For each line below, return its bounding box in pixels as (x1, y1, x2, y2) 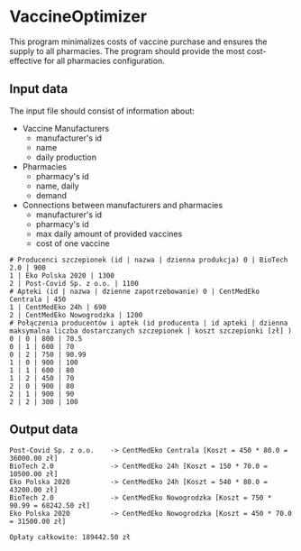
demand (35, 189, 68, 200)
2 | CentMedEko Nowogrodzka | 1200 (9, 310, 143, 319)
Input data (9, 81, 68, 96)
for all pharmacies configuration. (43, 55, 165, 66)
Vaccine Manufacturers (22, 123, 110, 133)
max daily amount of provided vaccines (35, 228, 183, 239)
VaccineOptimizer (9, 6, 147, 27)
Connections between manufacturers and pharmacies (22, 199, 223, 210)
